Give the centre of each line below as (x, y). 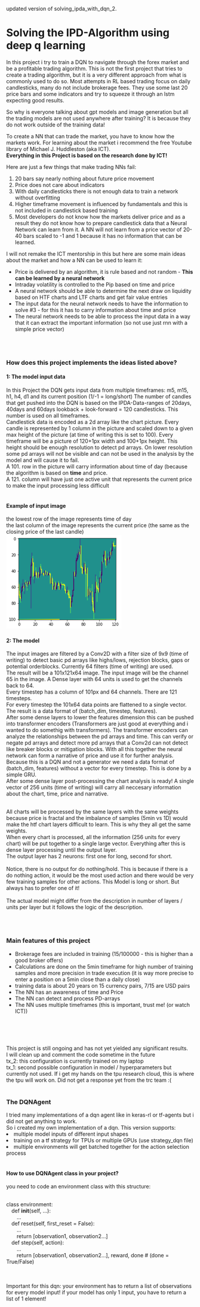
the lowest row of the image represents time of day (69, 519)
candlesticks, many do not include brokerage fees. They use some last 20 (97, 87)
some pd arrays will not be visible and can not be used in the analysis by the (100, 454)
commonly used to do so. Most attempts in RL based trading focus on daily (99, 81)
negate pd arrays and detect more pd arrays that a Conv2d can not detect (97, 743)
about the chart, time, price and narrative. (57, 794)
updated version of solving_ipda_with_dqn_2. (61, 9)
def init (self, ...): (31, 1211)
